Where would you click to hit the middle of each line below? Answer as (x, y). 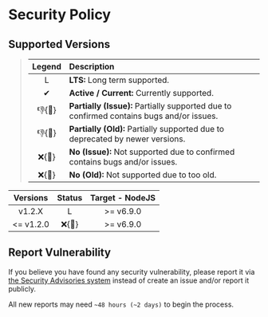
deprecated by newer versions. (127, 139)
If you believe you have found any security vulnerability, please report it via (132, 271)
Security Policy (60, 15)
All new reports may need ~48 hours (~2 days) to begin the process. (121, 304)
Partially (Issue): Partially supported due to (150, 106)
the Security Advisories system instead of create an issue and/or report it (129, 280)
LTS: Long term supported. (119, 80)
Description (92, 67)
